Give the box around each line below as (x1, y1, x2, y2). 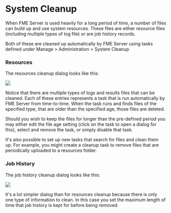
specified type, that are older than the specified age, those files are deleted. (5, 106, 165, 112)
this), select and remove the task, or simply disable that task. (5, 127, 133, 133)
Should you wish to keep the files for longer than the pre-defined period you (5, 116, 166, 122)
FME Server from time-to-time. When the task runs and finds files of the (5, 100, 157, 107)
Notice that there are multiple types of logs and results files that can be (5, 90, 155, 96)
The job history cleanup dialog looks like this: (5, 172, 101, 178)
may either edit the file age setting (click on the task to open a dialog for (5, 121, 157, 127)
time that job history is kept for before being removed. (5, 202, 119, 208)
